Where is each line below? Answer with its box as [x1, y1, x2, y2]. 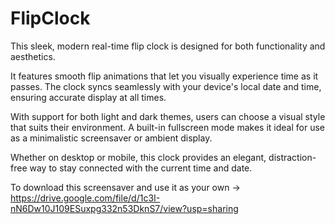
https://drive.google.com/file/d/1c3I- [10, 192, 161, 204]
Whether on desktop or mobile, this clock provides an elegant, [10, 151, 267, 163]
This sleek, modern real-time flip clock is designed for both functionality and [10, 40, 326, 52]
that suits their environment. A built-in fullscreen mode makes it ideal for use [10, 121, 325, 133]
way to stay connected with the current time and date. [29, 162, 253, 174]
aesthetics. [10, 50, 56, 62]
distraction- [268, 151, 317, 163]
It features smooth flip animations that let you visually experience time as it [10, 70, 319, 82]
